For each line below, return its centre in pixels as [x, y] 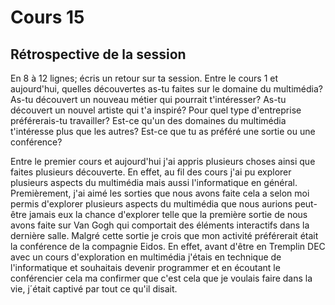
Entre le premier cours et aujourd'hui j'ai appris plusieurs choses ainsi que [163, 161]
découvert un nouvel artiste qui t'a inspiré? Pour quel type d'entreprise [156, 110]
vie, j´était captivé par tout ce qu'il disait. [94, 289]
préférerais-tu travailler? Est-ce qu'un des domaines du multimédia [148, 120]
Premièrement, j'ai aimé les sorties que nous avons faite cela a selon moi [160, 193]
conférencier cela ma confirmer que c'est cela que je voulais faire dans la [161, 278]
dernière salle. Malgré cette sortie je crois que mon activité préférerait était [164, 235]
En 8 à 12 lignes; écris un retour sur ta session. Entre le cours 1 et [144, 78]
